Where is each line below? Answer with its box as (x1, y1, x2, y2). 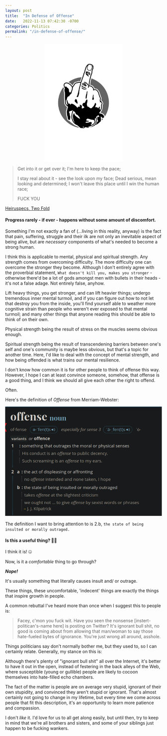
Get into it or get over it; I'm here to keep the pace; (17, 166, 121, 172)
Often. (5, 387, 18, 393)
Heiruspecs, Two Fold (5, 205, 50, 212)
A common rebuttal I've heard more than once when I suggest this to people (5, 602, 162, 609)
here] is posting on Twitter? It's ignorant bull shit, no (53, 623, 160, 629)
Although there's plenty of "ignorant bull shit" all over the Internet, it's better (5, 658, 161, 664)
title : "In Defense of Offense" (5, 13, 75, 18)
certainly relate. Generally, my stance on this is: (5, 648, 102, 654)
